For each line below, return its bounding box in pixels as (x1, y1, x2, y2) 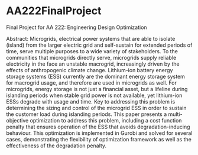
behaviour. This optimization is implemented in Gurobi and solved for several (6, 129, 193, 137)
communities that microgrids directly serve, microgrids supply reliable (6, 54, 177, 61)
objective (6, 117, 29, 124)
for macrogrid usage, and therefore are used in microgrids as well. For (6, 79, 177, 86)
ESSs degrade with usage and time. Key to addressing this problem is (6, 98, 176, 105)
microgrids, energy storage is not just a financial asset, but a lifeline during (6, 85, 188, 92)
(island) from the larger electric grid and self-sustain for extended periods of (6, 41, 193, 49)
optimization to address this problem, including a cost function (30, 117, 182, 124)
